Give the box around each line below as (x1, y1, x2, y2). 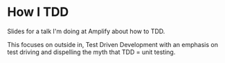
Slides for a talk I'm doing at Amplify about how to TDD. (7, 27, 165, 35)
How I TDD (7, 4, 69, 20)
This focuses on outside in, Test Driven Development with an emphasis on (7, 40, 218, 48)
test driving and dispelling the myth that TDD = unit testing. (7, 48, 176, 56)
